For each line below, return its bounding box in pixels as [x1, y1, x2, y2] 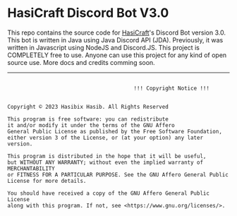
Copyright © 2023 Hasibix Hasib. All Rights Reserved [7, 103, 169, 110]
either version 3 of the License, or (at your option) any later [7, 134, 203, 141]
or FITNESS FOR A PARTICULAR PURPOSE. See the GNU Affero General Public [7, 171, 229, 178]
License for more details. [7, 177, 87, 184]
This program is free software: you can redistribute [7, 115, 169, 123]
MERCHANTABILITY [7, 164, 55, 172]
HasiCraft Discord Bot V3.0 [7, 5, 169, 21]
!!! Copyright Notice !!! [133, 85, 210, 92]
